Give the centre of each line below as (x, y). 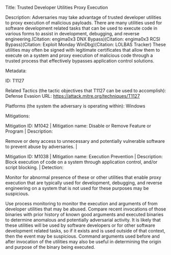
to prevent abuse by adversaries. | (41, 146)
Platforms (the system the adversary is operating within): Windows (75, 106)
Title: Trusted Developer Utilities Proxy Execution (57, 7)
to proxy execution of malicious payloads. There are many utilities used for (84, 23)
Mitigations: (18, 116)
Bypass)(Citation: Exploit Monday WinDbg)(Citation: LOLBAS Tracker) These (86, 45)
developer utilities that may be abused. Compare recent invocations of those (86, 209)
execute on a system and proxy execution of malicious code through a (79, 55)
